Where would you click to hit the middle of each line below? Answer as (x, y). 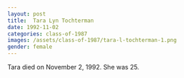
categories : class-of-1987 (47, 34)
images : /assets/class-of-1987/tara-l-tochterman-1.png (92, 40)
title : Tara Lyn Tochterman (51, 21)
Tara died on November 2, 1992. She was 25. (73, 67)
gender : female (30, 47)
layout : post (27, 14)
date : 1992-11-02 (33, 27)
